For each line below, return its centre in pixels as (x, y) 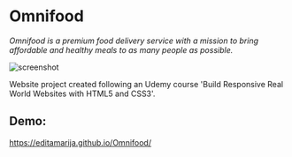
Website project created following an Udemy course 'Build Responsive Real (146, 84)
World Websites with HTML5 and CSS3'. (82, 93)
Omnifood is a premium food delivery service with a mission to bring (134, 41)
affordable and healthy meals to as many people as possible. (121, 49)
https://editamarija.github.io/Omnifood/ (81, 142)
